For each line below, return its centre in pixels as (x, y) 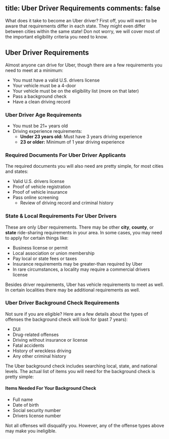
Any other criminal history (39, 356)
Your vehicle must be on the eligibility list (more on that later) (76, 91)
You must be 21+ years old (40, 126)
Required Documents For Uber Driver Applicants (66, 155)
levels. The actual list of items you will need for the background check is (80, 371)
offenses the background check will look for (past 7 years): (66, 319)
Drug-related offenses (36, 335)
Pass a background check (40, 96)
